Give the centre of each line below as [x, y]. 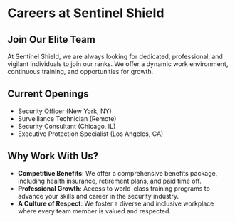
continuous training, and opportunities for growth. [80, 72]
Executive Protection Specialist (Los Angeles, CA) [90, 134]
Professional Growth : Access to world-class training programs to [114, 188]
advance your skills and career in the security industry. [98, 196]
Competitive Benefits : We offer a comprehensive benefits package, [117, 173]
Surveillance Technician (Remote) [67, 118]
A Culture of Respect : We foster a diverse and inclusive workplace [116, 203]
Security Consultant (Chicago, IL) [67, 126]
